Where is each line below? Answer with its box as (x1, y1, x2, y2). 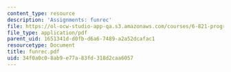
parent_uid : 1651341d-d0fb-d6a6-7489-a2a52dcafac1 (7, 36, 155, 43)
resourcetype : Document (7, 42, 76, 49)
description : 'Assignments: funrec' (7, 16, 112, 23)
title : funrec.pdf (7, 49, 60, 56)
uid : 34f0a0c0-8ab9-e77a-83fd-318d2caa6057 (7, 55, 134, 62)
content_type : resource (7, 10, 76, 17)
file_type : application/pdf (7, 29, 88, 36)
